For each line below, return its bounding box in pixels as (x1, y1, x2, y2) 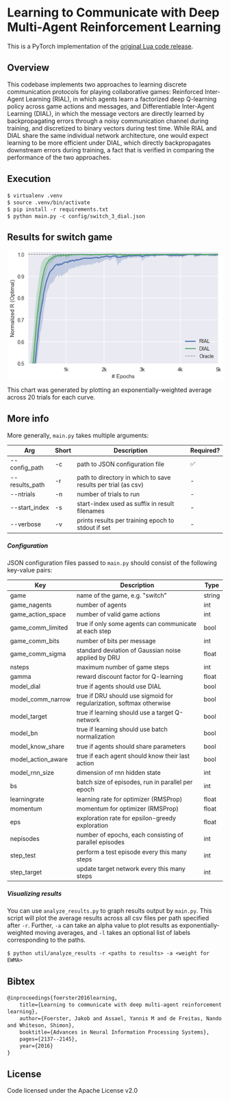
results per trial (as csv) (77, 480, 144, 489)
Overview (7, 62, 50, 73)
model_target (10, 712, 48, 720)
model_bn (10, 729, 38, 737)
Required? (190, 446, 220, 454)
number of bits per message (76, 636, 156, 645)
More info (7, 413, 49, 425)
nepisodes (10, 834, 40, 842)
